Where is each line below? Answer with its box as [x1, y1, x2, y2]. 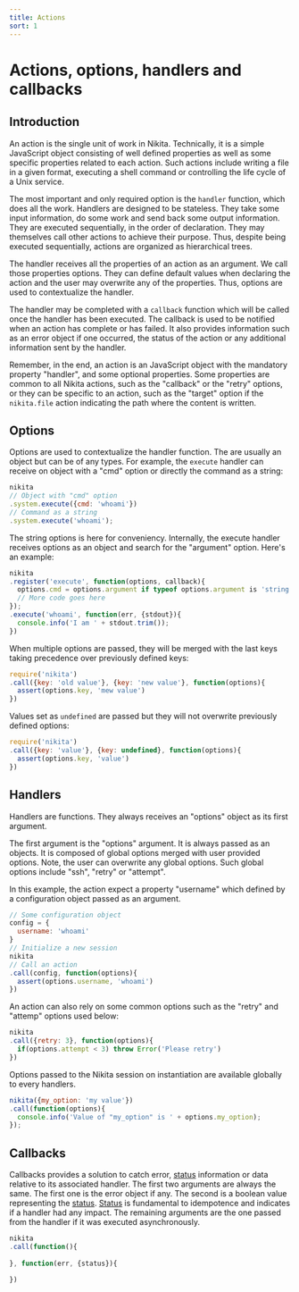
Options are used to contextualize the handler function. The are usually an [9, 447, 282, 457]
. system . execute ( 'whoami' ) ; [9, 516, 114, 525]
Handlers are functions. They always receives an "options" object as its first [9, 810, 288, 822]
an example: [9, 551, 54, 562]
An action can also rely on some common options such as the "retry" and [9, 1002, 279, 1012]
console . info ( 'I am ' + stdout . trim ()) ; [17, 618, 170, 627]
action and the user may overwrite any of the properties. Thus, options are [9, 277, 283, 288]
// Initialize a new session [9, 944, 118, 952]
